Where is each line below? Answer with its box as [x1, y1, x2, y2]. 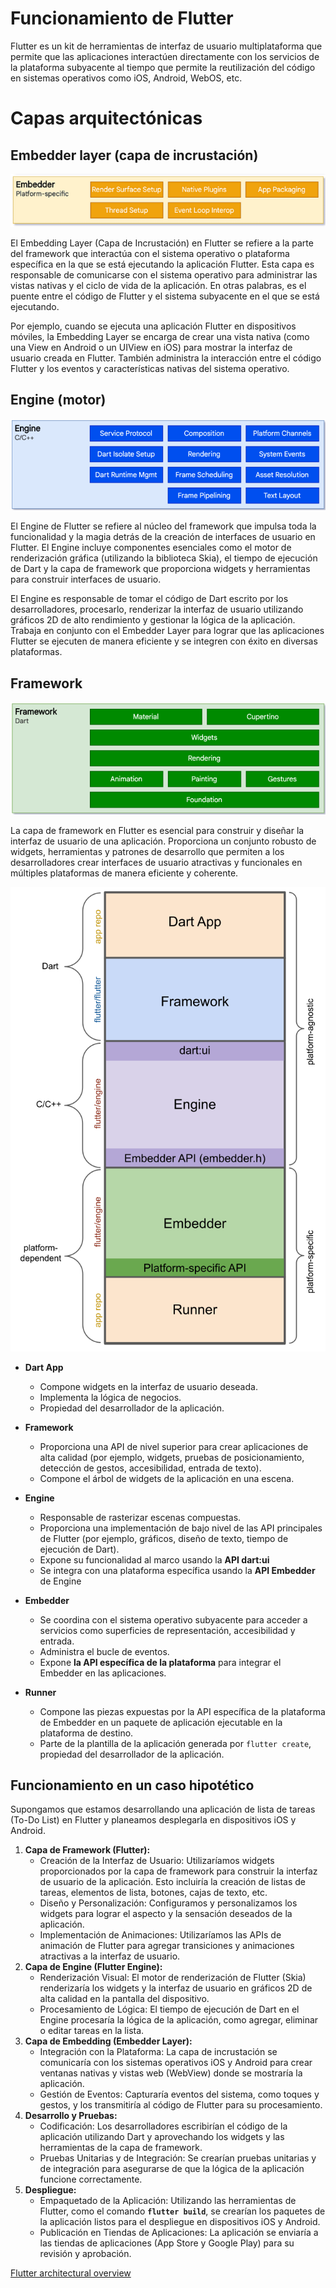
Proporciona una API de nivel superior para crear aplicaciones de [39, 1440, 309, 1452]
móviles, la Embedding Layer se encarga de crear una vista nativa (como [10, 330, 310, 342]
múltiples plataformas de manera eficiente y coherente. [10, 867, 239, 879]
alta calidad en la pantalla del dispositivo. [39, 1993, 210, 2005]
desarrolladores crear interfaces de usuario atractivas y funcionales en [10, 856, 303, 868]
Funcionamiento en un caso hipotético [10, 1777, 255, 1794]
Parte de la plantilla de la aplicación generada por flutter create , [39, 1737, 312, 1749]
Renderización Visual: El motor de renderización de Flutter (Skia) [39, 1972, 307, 1984]
